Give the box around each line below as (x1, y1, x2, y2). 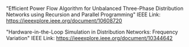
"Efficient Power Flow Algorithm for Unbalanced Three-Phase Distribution (6, 5, 184, 12)
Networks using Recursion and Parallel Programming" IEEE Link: (6, 11, 161, 18)
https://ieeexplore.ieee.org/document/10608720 (6, 17, 122, 24)
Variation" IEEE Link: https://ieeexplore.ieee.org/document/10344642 (6, 35, 173, 41)
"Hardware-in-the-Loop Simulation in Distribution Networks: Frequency (6, 28, 178, 35)
